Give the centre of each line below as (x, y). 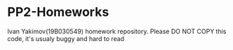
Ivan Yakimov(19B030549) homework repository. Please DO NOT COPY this (117, 31)
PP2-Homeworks (58, 12)
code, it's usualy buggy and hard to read (66, 38)
